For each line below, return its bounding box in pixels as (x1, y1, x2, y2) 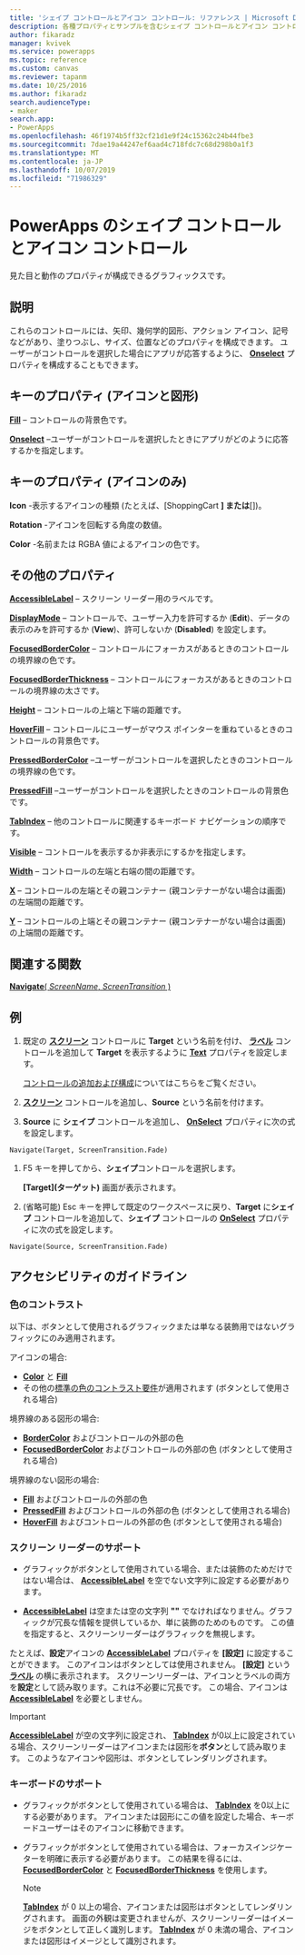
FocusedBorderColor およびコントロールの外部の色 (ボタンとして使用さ (22, 1444, 293, 1454)
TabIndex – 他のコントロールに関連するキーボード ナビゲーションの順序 (9, 816, 279, 827)
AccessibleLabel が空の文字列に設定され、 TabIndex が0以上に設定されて (9, 1730, 288, 1741)
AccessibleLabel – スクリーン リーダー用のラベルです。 (9, 593, 219, 604)
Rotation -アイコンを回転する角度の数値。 (9, 519, 167, 530)
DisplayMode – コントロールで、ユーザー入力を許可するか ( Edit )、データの (9, 612, 290, 623)
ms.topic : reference (9, 55, 88, 65)
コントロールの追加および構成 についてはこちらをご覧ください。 (22, 1077, 261, 1088)
